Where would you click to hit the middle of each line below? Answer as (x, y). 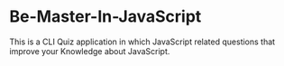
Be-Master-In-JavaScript (105, 17)
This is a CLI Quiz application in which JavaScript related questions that (142, 42)
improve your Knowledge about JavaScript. (90, 51)
